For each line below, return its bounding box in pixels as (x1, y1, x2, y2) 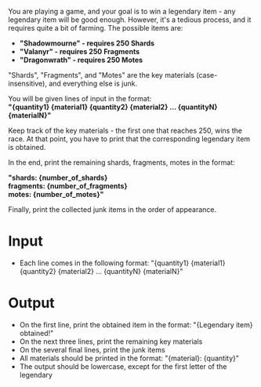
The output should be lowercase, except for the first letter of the (19, 361, 227, 371)
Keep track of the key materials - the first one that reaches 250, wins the (8, 126, 243, 135)
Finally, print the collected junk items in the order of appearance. (8, 205, 217, 214)
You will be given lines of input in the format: (8, 94, 152, 103)
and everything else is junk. (48, 78, 138, 88)
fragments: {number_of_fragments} (8, 181, 128, 191)
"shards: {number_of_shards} (8, 173, 108, 182)
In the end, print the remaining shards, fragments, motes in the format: (8, 158, 235, 167)
